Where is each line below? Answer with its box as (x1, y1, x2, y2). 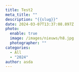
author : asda (5, 59, 33, 64)
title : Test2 (5, 7, 33, 13)
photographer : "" (10, 41, 47, 46)
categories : (5, 45, 31, 50)
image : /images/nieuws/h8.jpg (10, 36, 74, 41)
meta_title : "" (5, 12, 38, 17)
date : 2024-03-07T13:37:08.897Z (5, 21, 74, 27)
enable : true (10, 31, 38, 36)
